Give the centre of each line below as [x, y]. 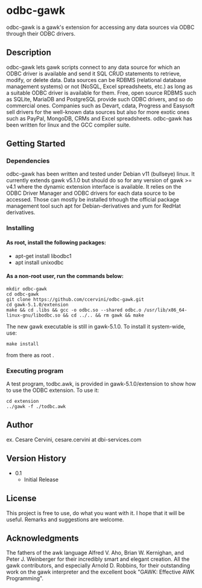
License [21, 498]
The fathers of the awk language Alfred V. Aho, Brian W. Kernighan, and [95, 553]
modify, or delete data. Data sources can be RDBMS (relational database [96, 80]
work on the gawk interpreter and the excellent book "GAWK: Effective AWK [100, 572]
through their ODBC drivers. [41, 33]
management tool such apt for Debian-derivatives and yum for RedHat [93, 206]
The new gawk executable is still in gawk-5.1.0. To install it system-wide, [96, 326]
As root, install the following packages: [56, 242]
